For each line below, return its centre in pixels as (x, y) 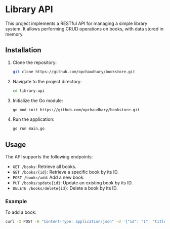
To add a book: (21, 212)
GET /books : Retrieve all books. (45, 167)
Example (16, 201)
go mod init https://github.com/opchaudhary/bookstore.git (76, 110)
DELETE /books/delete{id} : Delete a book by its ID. (65, 188)
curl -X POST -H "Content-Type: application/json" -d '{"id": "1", (78, 222)
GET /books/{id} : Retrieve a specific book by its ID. (66, 172)
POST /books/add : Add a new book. (49, 177)
